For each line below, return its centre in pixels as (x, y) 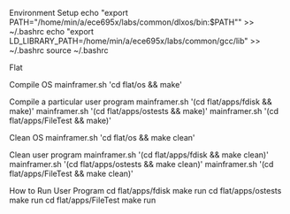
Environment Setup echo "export (69, 13)
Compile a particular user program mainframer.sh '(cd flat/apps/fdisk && (141, 102)
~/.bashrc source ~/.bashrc (59, 50)
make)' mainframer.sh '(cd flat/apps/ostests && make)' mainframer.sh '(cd (144, 111)
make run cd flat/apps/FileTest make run (83, 200)
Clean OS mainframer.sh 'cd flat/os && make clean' (103, 138)
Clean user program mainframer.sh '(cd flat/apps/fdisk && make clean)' (139, 155)
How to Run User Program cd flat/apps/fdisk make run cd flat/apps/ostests (145, 191)
